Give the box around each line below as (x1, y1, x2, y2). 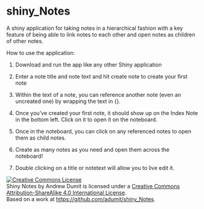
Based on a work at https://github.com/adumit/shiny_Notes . (6, 195, 156, 202)
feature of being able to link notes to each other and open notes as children (6, 30, 195, 38)
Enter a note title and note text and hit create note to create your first (15, 73, 188, 80)
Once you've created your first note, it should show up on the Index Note (15, 109, 199, 116)
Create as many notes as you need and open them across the (15, 146, 170, 153)
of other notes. (6, 37, 44, 44)
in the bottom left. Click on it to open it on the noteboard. (15, 116, 158, 123)
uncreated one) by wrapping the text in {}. (15, 97, 121, 105)
